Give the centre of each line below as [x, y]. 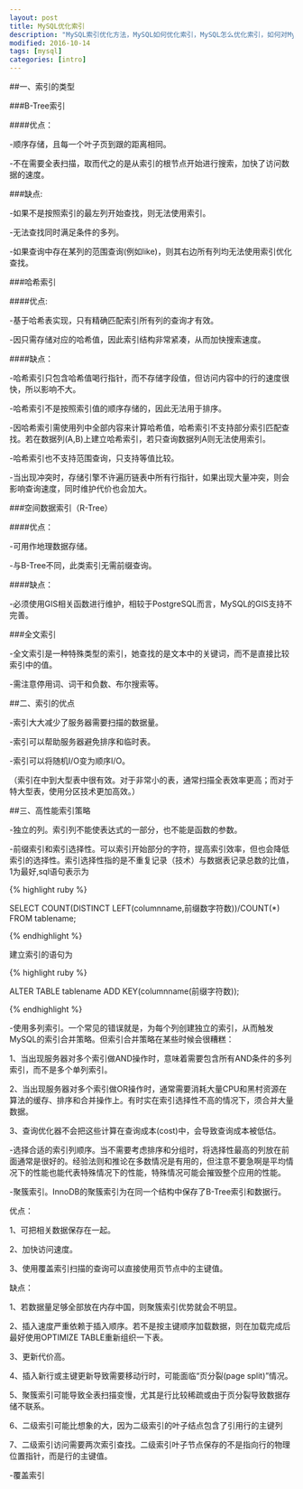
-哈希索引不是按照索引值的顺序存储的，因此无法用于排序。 [118, 408]
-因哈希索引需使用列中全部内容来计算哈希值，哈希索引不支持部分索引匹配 [146, 427]
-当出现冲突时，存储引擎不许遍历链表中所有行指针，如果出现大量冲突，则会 [150, 477]
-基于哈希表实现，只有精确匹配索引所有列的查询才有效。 [114, 320]
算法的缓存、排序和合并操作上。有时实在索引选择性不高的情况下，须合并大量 [151, 1100]
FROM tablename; [43, 918]
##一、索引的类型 [42, 86]
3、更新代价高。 [40, 1357]
